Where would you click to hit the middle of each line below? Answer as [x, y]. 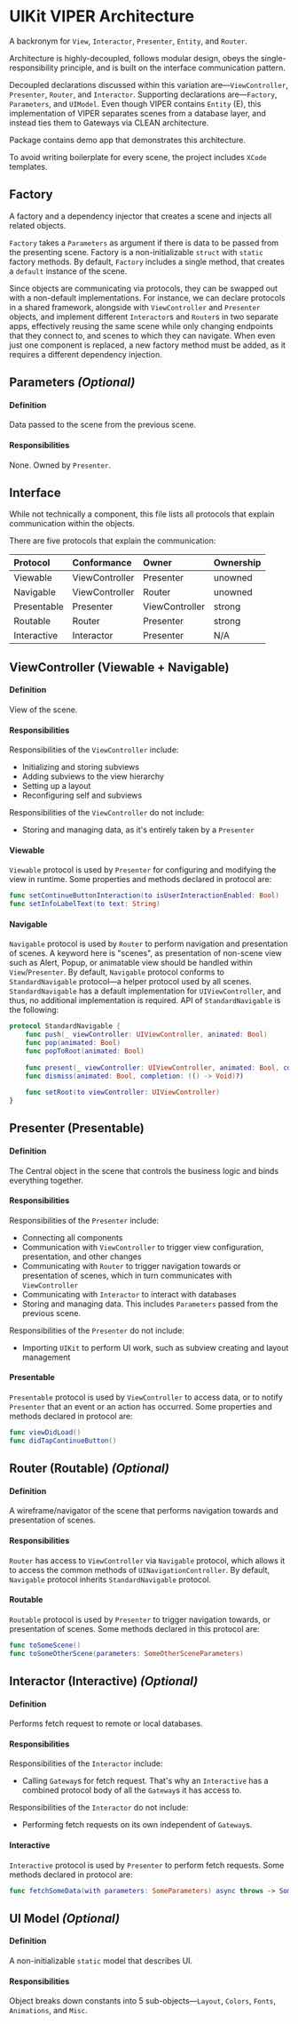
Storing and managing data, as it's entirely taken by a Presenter [138, 830]
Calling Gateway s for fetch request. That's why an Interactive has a [145, 1781]
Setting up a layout [56, 786]
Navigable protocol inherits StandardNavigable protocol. [110, 1579]
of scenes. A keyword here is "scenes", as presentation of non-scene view [145, 953]
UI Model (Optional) [64, 1918]
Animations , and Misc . [48, 2011]
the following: [34, 1010]
